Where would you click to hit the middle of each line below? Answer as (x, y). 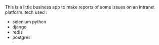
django (19, 27)
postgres (21, 37)
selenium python (29, 22)
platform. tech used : (26, 12)
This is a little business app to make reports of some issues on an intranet (80, 7)
